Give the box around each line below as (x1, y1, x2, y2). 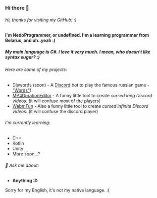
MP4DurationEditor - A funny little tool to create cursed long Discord (12, 92, 153, 98)
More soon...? (12, 151, 41, 157)
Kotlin (12, 140, 24, 146)
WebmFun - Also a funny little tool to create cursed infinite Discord (12, 103, 149, 109)
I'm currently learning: (5, 120, 51, 126)
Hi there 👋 (5, 4, 30, 11)
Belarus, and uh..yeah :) (5, 37, 55, 44)
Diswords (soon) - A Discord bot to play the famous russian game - (12, 82, 150, 88)
